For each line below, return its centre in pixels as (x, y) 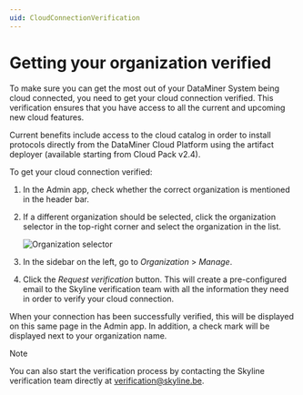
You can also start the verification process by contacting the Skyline (137, 370)
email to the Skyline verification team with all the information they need (156, 289)
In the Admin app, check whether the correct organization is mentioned (157, 189)
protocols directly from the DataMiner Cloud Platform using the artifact (142, 144)
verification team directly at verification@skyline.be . (107, 380)
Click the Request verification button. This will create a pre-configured (155, 279)
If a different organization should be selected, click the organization (149, 217)
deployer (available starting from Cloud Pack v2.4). (105, 154)
